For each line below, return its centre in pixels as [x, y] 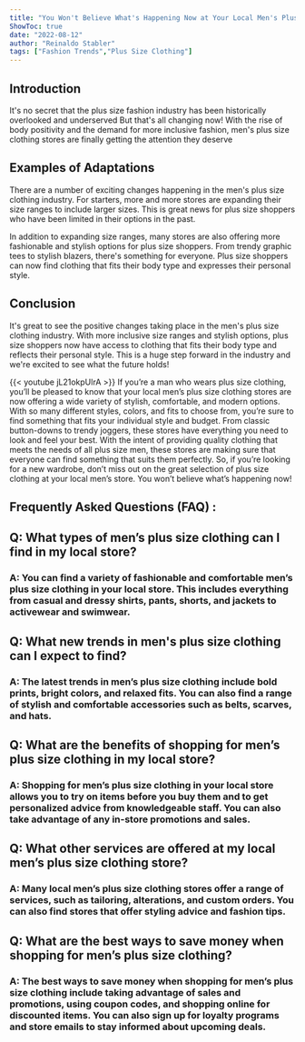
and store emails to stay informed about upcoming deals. [138, 1027]
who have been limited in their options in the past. [103, 218]
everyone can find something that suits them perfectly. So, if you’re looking [150, 459]
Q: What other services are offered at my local [143, 849]
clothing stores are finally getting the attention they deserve [121, 139]
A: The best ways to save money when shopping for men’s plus [151, 981]
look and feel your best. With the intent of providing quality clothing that [144, 440]
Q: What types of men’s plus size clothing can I [145, 538]
